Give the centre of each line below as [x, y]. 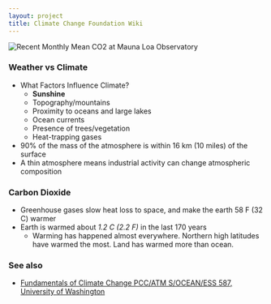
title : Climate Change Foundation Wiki [76, 24]
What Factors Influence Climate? [75, 85]
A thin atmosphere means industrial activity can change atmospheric [135, 162]
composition [41, 171]
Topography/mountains [71, 102]
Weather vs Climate [48, 67]
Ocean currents [58, 119]
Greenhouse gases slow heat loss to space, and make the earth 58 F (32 [142, 210]
